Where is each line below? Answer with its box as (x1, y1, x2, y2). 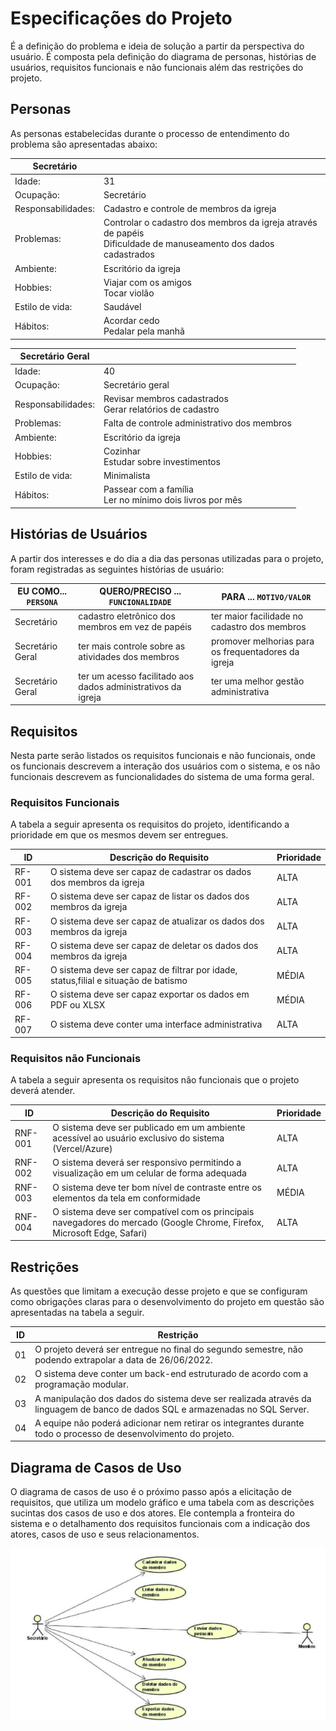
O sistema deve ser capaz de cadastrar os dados (49, 866, 252, 878)
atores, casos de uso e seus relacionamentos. (10, 1528, 200, 1541)
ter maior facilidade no (210, 610, 304, 622)
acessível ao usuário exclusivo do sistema (52, 1132, 225, 1144)
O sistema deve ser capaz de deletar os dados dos (49, 939, 259, 951)
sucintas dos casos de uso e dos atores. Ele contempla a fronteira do (10, 1507, 295, 1519)
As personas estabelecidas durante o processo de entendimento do (10, 127, 290, 139)
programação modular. (34, 1378, 129, 1391)
